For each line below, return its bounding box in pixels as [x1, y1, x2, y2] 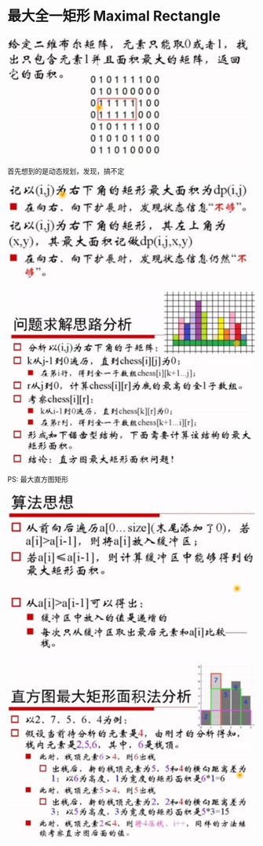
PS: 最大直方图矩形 [7, 475, 68, 484]
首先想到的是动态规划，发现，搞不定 [7, 166, 125, 175]
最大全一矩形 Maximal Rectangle [7, 7, 221, 25]
